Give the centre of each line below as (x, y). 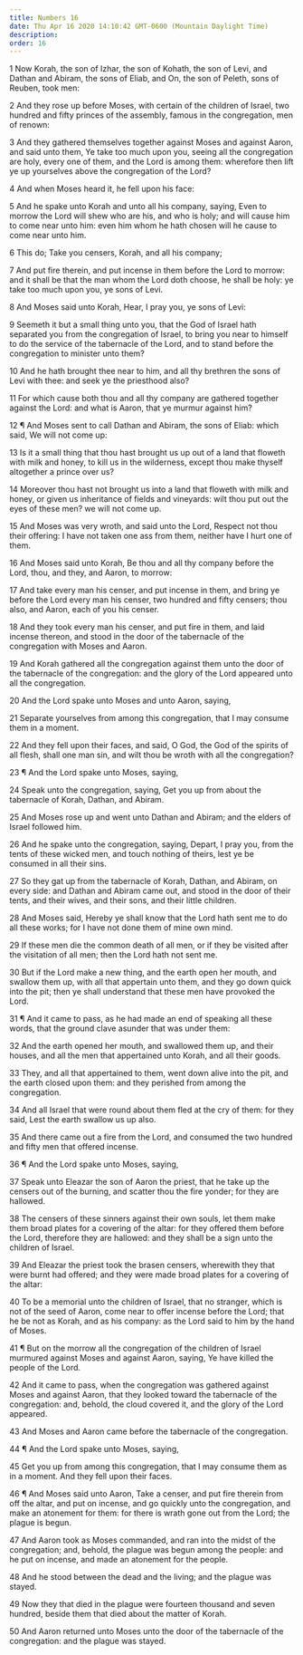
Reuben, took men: (44, 88)
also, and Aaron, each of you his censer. (85, 610)
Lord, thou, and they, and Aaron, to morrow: (91, 573)
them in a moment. (44, 728)
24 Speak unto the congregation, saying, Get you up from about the (136, 790)
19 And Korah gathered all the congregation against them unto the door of (147, 664)
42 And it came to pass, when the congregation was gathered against (139, 1385)
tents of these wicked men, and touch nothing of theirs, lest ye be (132, 854)
